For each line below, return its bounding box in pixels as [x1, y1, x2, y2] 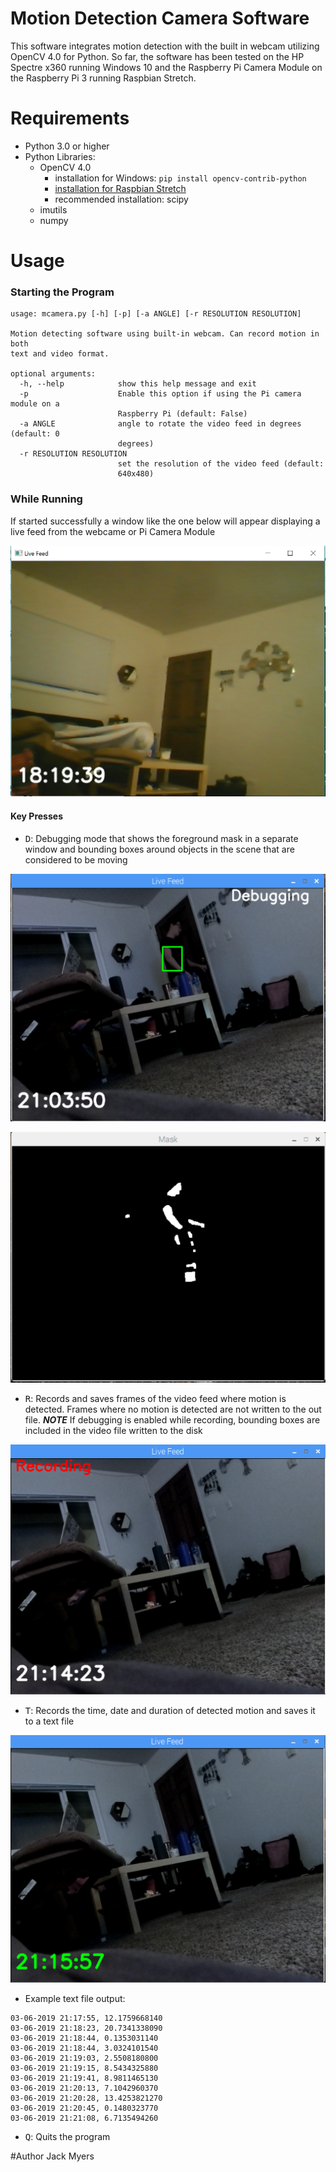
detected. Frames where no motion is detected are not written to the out [24, 1403, 322, 1416]
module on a [10, 399, 60, 409]
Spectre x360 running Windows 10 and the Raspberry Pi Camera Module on [10, 61, 323, 73]
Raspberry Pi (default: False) [117, 409, 248, 419]
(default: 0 [10, 429, 60, 439]
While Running [10, 492, 83, 506]
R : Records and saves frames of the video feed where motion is [24, 1393, 287, 1405]
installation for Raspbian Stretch [54, 182, 187, 194]
